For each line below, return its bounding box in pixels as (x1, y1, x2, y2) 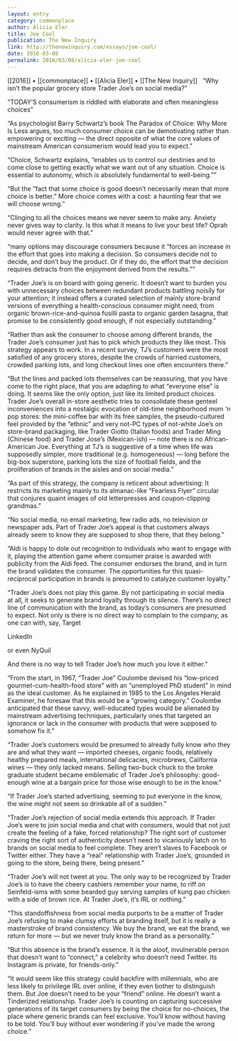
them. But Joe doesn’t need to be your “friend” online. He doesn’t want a (7, 989, 221, 998)
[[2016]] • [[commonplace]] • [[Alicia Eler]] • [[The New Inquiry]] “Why (7, 76, 219, 85)
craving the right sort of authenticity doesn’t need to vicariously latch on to (7, 835, 227, 844)
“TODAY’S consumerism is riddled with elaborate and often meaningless (7, 97, 219, 106)
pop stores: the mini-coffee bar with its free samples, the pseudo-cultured (7, 412, 225, 421)
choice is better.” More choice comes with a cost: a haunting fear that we (7, 191, 222, 200)
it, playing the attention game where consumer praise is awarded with (7, 551, 212, 560)
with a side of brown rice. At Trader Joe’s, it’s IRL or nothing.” (7, 894, 186, 904)
